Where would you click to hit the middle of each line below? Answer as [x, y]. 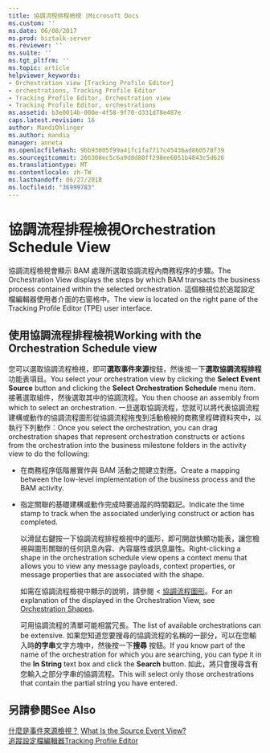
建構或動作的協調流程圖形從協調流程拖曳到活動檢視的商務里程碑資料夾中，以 [135, 417]
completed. [39, 522]
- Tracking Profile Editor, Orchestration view [90, 98]
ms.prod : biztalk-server [50, 38]
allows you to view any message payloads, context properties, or [127, 566]
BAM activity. [42, 487]
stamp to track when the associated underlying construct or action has [137, 513]
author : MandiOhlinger [46, 128]
